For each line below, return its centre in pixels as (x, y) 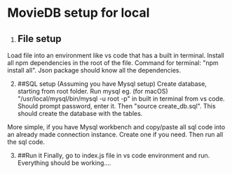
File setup (39, 39)
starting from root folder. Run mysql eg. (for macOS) (93, 91)
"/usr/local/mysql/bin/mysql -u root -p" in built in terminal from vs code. (121, 99)
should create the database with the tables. (80, 114)
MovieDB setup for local (79, 13)
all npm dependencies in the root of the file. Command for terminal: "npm (113, 63)
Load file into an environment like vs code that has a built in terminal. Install (116, 55)
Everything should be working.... (64, 163)
